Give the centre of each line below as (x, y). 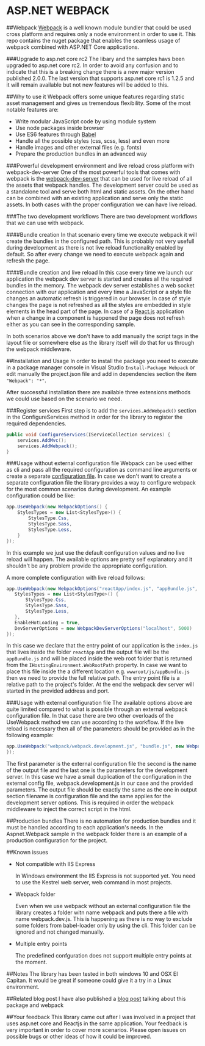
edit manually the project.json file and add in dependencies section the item (102, 373)
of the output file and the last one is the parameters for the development (97, 770)
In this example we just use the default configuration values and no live (95, 552)
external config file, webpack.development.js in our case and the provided (100, 783)
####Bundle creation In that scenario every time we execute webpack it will (102, 234)
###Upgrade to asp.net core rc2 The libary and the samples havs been (95, 59)
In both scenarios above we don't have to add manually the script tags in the (103, 336)
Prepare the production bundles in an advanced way (81, 154)
